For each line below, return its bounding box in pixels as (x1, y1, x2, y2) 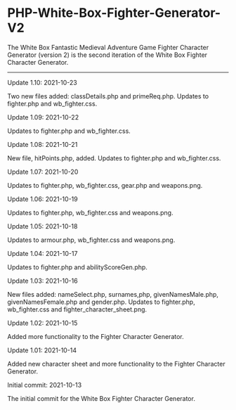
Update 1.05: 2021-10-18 (7, 222, 78, 230)
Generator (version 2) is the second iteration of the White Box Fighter (7, 51, 208, 59)
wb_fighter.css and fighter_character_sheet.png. (7, 305, 147, 314)
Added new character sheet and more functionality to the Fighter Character (7, 359, 226, 368)
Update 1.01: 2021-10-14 (7, 346, 77, 354)
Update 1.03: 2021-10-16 (7, 276, 79, 285)
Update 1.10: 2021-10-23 (7, 78, 77, 87)
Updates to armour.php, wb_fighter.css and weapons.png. (7, 236, 176, 244)
